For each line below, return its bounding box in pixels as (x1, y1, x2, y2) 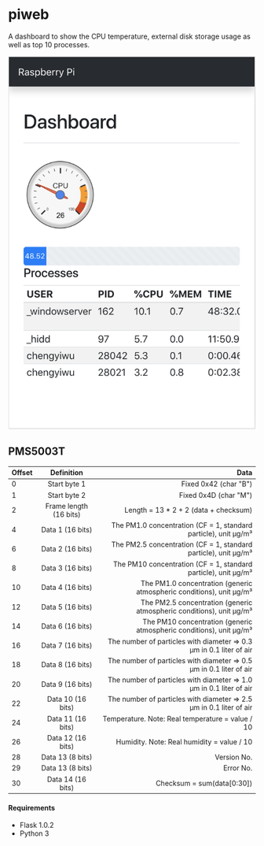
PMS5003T (8, 445, 65, 458)
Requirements (8, 803, 56, 812)
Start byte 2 (47, 490, 86, 499)
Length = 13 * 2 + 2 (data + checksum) (124, 506, 253, 515)
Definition (49, 468, 84, 477)
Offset (11, 468, 33, 477)
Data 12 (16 (46, 733, 86, 742)
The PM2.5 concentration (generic (140, 598, 253, 607)
